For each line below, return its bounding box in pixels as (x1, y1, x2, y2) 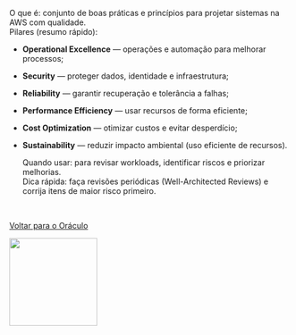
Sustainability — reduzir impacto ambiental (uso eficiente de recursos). (21, 140, 288, 150)
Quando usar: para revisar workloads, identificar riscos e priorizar (21, 157, 266, 168)
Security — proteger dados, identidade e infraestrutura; (21, 71, 230, 81)
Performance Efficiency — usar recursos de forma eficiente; (21, 105, 248, 115)
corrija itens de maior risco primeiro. (21, 186, 156, 196)
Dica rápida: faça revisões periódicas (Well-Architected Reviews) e (21, 176, 269, 187)
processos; (21, 54, 64, 63)
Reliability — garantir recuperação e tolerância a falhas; (21, 88, 230, 98)
